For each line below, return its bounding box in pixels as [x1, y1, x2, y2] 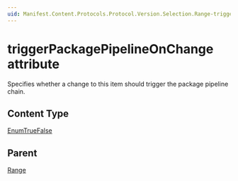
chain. [7, 87, 25, 96]
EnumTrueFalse [7, 126, 52, 135]
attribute [7, 56, 60, 72]
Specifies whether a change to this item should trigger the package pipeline [7, 79, 229, 88]
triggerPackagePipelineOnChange [7, 40, 214, 57]
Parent [7, 147, 38, 159]
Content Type [7, 107, 69, 119]
